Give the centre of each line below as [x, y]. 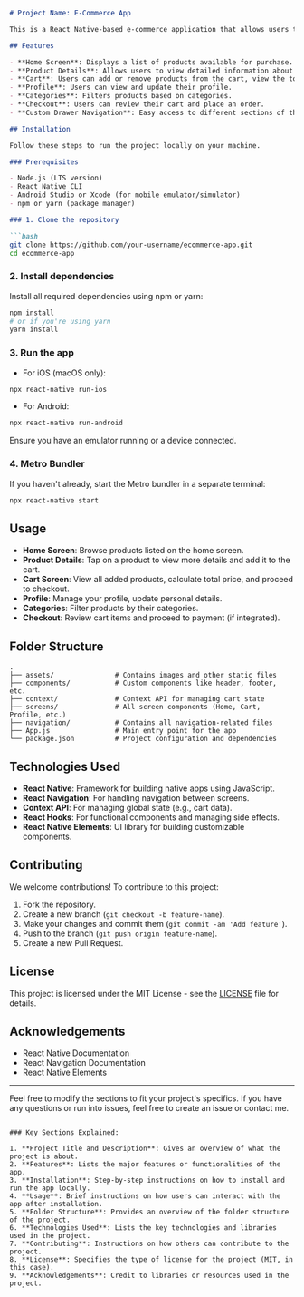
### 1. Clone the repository [64, 219]
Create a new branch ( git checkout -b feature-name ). [123, 914]
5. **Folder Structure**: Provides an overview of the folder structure [149, 1212]
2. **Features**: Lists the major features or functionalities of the [145, 1165]
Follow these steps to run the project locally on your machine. [135, 145]
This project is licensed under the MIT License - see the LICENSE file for [144, 993]
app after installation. [56, 1204]
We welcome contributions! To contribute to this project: [114, 887]
